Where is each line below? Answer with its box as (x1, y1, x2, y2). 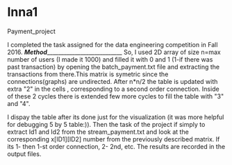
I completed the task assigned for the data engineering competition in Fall (7, 40, 218, 49)
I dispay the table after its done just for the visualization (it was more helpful (7, 112, 224, 121)
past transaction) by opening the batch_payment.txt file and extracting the (7, 62, 220, 71)
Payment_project (7, 27, 56, 35)
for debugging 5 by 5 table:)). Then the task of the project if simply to (7, 120, 206, 128)
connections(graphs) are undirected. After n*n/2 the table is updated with (7, 77, 218, 85)
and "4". (7, 99, 31, 107)
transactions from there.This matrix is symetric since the (7, 70, 169, 78)
